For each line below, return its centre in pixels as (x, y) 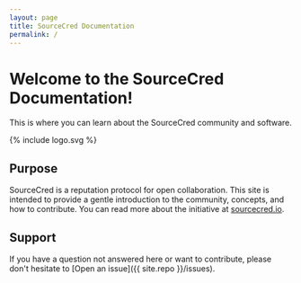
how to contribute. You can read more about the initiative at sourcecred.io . (147, 209)
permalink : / (34, 34)
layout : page (34, 18)
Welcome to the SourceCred (117, 79)
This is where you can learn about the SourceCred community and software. (150, 123)
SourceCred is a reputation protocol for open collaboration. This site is (139, 190)
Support (33, 238)
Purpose (34, 168)
